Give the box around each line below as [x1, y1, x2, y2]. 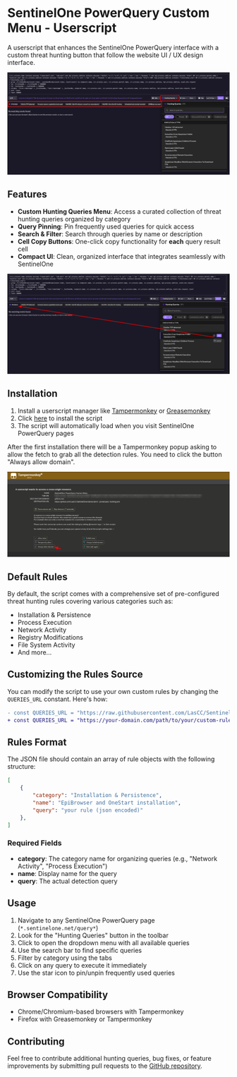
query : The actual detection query [17, 877, 118, 885]
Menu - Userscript [7, 20, 117, 36]
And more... [17, 648, 52, 657]
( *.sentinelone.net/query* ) [17, 923, 99, 932]
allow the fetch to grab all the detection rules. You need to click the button [7, 450, 222, 458]
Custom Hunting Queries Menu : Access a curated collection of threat [17, 207, 221, 216]
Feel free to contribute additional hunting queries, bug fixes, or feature [7, 1054, 212, 1063]
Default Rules [7, 571, 68, 583]
